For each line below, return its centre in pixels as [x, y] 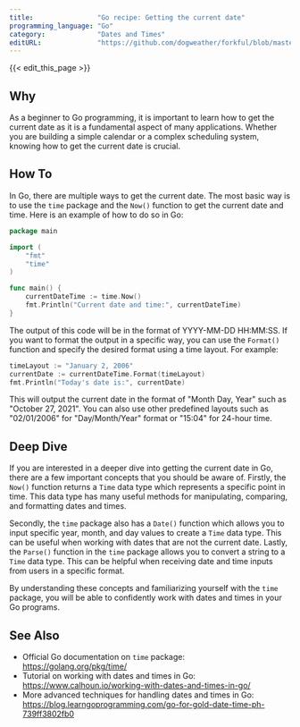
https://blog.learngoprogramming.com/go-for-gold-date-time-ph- [143, 704]
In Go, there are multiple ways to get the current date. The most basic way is [150, 195]
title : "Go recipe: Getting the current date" [127, 17]
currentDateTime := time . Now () [83, 297]
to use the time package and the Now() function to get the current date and [146, 205]
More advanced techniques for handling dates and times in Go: [138, 695]
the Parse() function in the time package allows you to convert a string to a [147, 552]
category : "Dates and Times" [87, 34]
